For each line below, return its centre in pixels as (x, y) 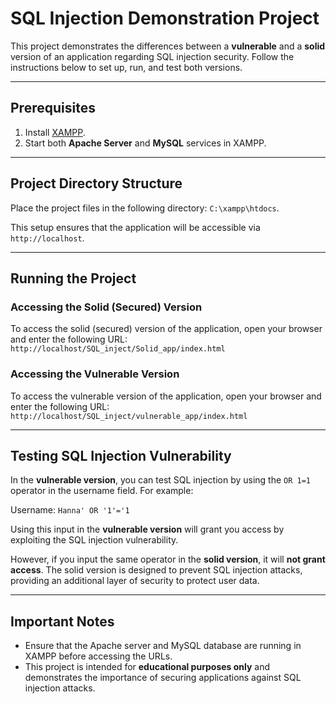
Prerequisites (53, 108)
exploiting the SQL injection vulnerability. (94, 540)
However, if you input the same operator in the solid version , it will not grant (168, 559)
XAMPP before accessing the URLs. (98, 656)
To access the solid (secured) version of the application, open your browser (166, 329)
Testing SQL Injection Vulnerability (121, 455)
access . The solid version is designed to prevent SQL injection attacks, (156, 570)
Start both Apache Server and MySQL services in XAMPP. (145, 143)
